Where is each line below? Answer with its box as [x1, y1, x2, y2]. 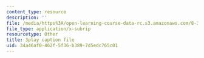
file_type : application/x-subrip [6, 25, 91, 32]
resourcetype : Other [6, 31, 59, 37]
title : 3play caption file [6, 37, 75, 43]
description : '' [6, 14, 47, 21]
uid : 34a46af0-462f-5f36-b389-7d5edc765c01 [6, 43, 118, 49]
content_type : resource [6, 8, 67, 15]
